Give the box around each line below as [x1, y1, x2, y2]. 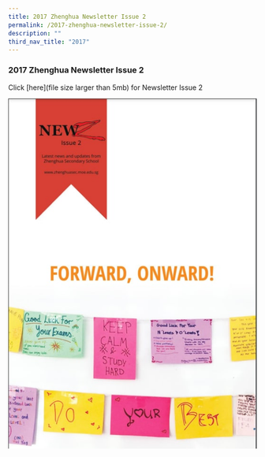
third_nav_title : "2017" [8, 38, 90, 46]
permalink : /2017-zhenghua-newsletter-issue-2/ [8, 20, 168, 29]
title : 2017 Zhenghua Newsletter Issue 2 [8, 13, 147, 20]
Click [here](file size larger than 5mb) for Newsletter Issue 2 [8, 83, 203, 92]
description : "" [8, 29, 62, 37]
